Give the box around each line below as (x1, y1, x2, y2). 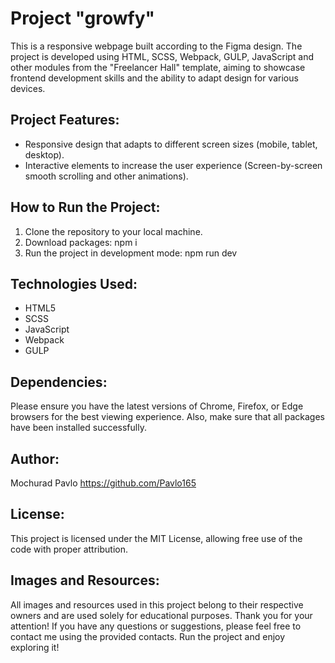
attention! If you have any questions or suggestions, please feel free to (10, 620, 302, 632)
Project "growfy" (10, 7, 155, 30)
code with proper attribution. (10, 543, 128, 555)
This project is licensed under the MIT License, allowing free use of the (10, 532, 303, 544)
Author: (10, 450, 60, 467)
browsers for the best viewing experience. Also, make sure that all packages (10, 411, 326, 423)
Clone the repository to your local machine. (24, 225, 203, 237)
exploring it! (10, 641, 60, 653)
